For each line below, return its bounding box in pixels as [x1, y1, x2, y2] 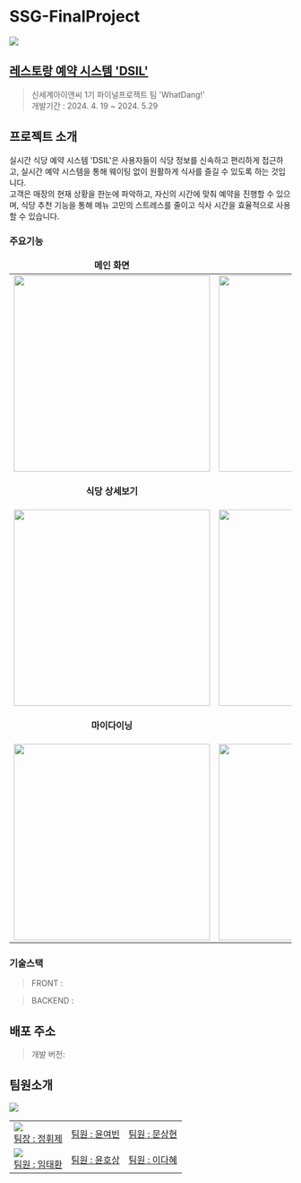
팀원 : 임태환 [13, 1158, 63, 1170]
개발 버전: [30, 1048, 65, 1059]
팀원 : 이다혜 [128, 1153, 177, 1166]
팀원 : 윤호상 [71, 1153, 120, 1166]
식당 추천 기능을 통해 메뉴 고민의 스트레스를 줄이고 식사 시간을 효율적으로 [21, 199, 275, 210]
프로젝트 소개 [9, 129, 78, 144]
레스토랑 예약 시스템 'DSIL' [9, 64, 149, 79]
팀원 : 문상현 [128, 1127, 177, 1140]
